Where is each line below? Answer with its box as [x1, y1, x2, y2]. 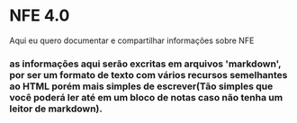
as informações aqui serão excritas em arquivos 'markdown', [9, 57, 282, 70]
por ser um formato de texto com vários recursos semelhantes [9, 68, 288, 81]
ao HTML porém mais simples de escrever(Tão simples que [9, 80, 274, 92]
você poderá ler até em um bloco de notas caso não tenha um [9, 91, 283, 103]
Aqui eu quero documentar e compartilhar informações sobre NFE [9, 35, 255, 46]
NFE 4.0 [9, 5, 70, 26]
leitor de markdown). [9, 102, 103, 115]
